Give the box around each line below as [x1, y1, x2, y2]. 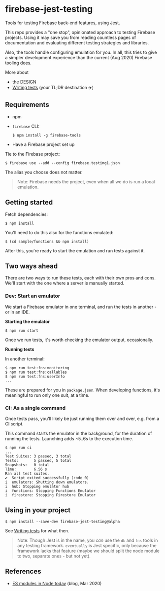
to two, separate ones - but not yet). [17, 553, 91, 559]
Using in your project [5, 506, 71, 515]
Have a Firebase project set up [12, 141, 75, 147]
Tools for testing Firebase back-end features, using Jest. [5, 20, 120, 26]
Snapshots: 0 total [5, 462, 50, 467]
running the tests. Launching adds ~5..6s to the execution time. [5, 435, 133, 442]
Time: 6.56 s [5, 467, 48, 472]
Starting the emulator [5, 318, 50, 324]
